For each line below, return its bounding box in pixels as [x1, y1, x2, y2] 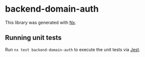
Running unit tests [5, 34, 62, 42]
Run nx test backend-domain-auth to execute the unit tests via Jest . [5, 46, 141, 52]
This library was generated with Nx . [5, 19, 76, 25]
